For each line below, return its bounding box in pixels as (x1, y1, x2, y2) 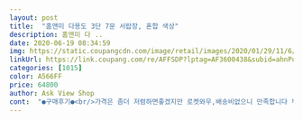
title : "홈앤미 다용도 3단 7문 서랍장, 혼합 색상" (9, 22, 179, 31)
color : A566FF (9, 72, 63, 81)
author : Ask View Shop (9, 88, 95, 97)
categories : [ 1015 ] (9, 64, 83, 73)
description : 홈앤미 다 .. (9, 30, 104, 39)
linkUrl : (9, 55, 42, 64)
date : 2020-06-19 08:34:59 (9, 38, 111, 48)
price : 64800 (9, 80, 59, 89)
